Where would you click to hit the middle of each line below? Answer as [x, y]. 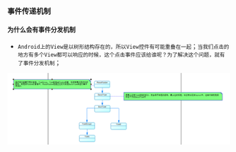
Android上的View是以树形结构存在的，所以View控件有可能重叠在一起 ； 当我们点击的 [123, 47]
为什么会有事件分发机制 [41, 29]
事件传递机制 [29, 11]
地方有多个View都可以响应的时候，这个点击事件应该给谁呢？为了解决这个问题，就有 [121, 55]
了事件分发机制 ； [39, 63]
